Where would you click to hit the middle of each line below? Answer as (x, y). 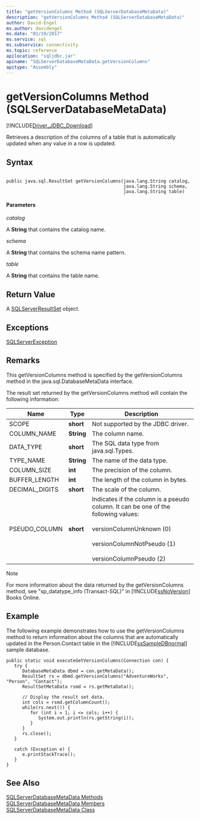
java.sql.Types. (113, 450)
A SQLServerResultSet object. (43, 309)
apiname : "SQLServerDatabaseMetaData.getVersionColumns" (78, 61)
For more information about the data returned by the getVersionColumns (95, 585)
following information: (33, 399)
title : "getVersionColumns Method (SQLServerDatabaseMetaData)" (87, 12)
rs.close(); (37, 733)
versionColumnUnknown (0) (132, 529)
